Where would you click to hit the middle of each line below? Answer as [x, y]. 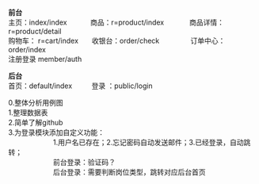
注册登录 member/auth [45, 59]
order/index [27, 50]
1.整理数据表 [28, 113]
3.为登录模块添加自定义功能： [57, 132]
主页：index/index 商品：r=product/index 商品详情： [116, 22]
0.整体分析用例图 [36, 103]
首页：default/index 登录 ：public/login [80, 86]
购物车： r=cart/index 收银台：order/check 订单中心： [117, 40]
